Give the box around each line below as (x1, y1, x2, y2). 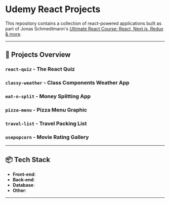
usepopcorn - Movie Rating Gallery (5, 133, 90, 140)
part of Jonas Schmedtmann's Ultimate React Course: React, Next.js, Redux (5, 25, 163, 31)
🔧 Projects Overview (5, 51, 71, 59)
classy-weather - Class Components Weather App (5, 79, 130, 87)
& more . (5, 31, 22, 37)
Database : (12, 182, 35, 188)
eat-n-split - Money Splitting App (5, 93, 91, 100)
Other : (12, 187, 27, 193)
